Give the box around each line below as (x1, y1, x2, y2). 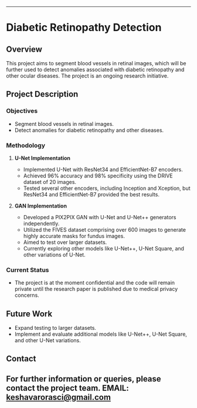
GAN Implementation (14, 202, 67, 209)
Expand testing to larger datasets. (14, 325, 97, 332)
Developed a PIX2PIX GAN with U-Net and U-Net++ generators (23, 213, 176, 220)
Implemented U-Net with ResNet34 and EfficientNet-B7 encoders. (23, 166, 183, 173)
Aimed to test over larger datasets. (23, 239, 107, 246)
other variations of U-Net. (23, 251, 86, 258)
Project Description (6, 89, 79, 99)
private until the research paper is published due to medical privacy (14, 286, 178, 293)
